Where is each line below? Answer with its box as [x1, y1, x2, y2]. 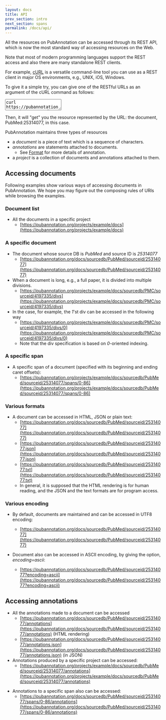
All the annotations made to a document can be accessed [12, 610, 130, 616]
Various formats [5, 402, 45, 409]
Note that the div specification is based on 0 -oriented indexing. [19, 340, 149, 346]
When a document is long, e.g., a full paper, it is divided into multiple [12, 277, 152, 283]
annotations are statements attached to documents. [12, 144, 118, 150]
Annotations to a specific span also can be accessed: [12, 688, 122, 694]
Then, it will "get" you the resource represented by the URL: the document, [5, 115, 158, 121]
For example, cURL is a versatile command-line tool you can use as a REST [5, 69, 158, 75]
